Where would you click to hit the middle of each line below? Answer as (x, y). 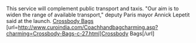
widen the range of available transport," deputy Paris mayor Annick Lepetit (98, 15)
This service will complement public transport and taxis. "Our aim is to (93, 9)
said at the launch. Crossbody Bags (50, 21)
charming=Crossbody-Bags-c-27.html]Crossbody (67, 34)
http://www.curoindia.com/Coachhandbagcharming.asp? (88, 27)
